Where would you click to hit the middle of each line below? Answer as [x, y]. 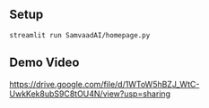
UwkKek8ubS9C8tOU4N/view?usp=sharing [90, 94]
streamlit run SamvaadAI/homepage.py [80, 35]
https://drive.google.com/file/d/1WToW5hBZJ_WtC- [104, 84]
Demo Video [44, 63]
